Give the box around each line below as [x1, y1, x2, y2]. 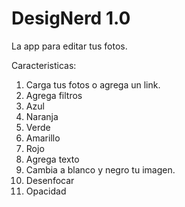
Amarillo [25, 132, 61, 144]
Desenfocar [25, 174, 75, 186]
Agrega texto [25, 153, 80, 165]
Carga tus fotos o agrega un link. [25, 78, 161, 91]
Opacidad [25, 185, 67, 197]
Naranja [25, 110, 59, 122]
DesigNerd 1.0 [11, 7, 131, 30]
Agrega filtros [25, 89, 83, 101]
